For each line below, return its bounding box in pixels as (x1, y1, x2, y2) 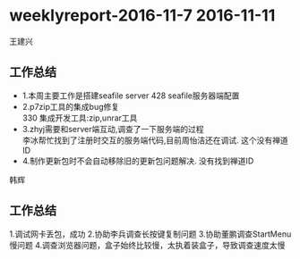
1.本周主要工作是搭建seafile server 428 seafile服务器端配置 (21, 90, 240, 101)
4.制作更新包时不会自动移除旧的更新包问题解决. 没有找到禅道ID (21, 155, 254, 166)
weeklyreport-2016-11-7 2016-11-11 (9, 5, 276, 26)
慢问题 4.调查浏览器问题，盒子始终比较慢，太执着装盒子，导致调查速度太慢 (9, 239, 286, 250)
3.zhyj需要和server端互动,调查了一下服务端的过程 (21, 123, 204, 134)
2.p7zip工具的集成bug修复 (21, 101, 119, 112)
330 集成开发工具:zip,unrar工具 (21, 113, 138, 123)
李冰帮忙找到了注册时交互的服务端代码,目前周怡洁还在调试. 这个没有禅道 (21, 135, 288, 146)
